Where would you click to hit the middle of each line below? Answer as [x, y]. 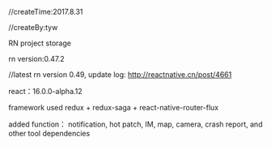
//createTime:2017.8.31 [46, 12]
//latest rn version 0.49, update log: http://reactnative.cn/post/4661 [120, 75]
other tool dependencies [49, 133]
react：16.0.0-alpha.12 [45, 91]
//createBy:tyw [33, 27]
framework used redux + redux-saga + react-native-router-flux [114, 107]
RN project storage [40, 43]
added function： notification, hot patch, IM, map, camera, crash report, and [135, 124]
